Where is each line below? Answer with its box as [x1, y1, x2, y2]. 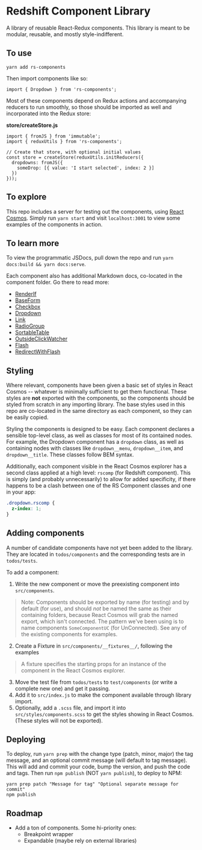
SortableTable [14, 329, 50, 336]
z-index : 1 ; [11, 506, 42, 512]
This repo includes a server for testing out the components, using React [6, 208, 185, 215]
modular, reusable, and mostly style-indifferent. [6, 30, 124, 37]
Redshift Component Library [6, 4, 151, 18]
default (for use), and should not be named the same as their [20, 605, 172, 612]
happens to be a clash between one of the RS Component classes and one [6, 482, 191, 490]
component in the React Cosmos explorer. [20, 666, 126, 674]
